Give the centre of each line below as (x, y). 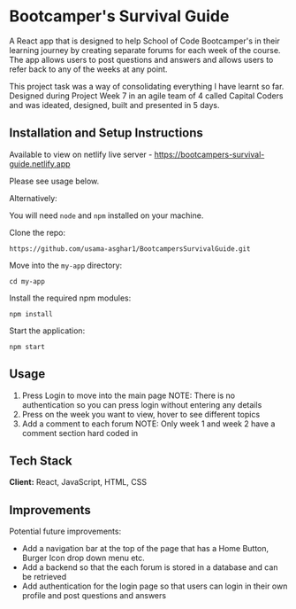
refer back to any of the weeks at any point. (88, 69)
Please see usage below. (54, 181)
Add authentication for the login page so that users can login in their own (155, 586)
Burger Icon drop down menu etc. (83, 558)
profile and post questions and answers (94, 596)
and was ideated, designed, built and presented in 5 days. (114, 105)
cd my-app (27, 281)
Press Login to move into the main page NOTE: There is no (129, 395)
